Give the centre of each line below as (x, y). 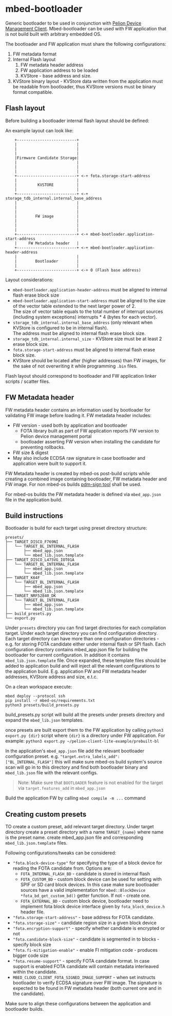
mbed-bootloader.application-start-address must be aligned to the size (89, 300)
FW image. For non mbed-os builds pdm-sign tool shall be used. (73, 484)
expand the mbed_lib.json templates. (44, 720)
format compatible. (33, 92)
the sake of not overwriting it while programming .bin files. (75, 366)
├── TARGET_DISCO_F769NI (32, 542)
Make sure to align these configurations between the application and (78, 1004)
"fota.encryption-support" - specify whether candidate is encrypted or (89, 928)
